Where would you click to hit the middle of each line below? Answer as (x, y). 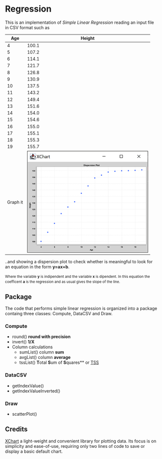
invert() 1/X (23, 342)
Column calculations (32, 347)
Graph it (15, 202)
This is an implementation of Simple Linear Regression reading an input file (80, 22)
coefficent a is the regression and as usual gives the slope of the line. (63, 282)
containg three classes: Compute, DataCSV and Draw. (59, 314)
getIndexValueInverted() (36, 391)
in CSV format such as (27, 27)
